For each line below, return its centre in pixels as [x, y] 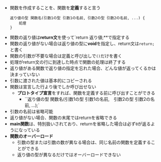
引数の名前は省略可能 [31, 111]
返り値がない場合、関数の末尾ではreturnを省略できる [63, 118]
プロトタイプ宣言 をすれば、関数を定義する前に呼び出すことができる [86, 93]
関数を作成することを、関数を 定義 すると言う [55, 8]
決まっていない [25, 74]
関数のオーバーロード [31, 136]
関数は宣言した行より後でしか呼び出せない [53, 87]
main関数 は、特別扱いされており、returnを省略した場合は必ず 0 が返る [80, 124]
